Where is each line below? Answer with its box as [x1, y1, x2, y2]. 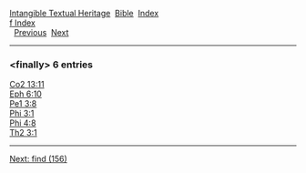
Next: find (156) [9, 154, 68, 165]
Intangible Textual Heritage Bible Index [9, 8, 159, 18]
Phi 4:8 [9, 117, 36, 128]
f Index [9, 17, 36, 28]
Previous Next [13, 27, 69, 37]
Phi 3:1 [9, 108, 35, 119]
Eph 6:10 [9, 88, 43, 99]
